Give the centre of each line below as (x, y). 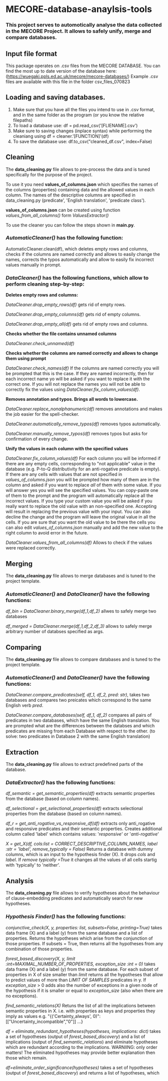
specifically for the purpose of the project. (49, 174)
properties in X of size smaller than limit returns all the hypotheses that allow (84, 974)
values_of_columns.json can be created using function (63, 210)
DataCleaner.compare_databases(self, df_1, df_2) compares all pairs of (79, 715)
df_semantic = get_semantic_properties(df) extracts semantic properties (80, 793)
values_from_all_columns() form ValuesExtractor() (57, 215)
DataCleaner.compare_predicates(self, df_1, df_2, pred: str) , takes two (78, 695)
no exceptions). (22, 996)
